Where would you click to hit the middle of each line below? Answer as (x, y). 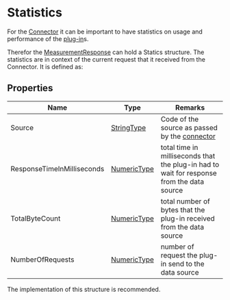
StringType (128, 127)
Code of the (180, 119)
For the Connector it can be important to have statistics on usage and (105, 32)
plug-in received (188, 218)
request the (179, 255)
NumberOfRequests (42, 260)
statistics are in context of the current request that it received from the (106, 59)
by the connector (188, 136)
